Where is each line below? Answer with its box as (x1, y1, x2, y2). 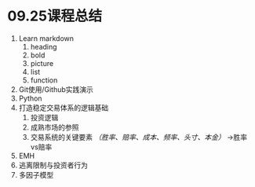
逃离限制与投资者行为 (18, 160, 88, 170)
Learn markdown (18, 33, 74, 43)
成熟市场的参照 (30, 123, 79, 132)
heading (30, 42, 57, 51)
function (30, 75, 58, 85)
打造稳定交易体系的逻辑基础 (18, 103, 109, 112)
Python (18, 93, 42, 103)
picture (30, 58, 54, 68)
